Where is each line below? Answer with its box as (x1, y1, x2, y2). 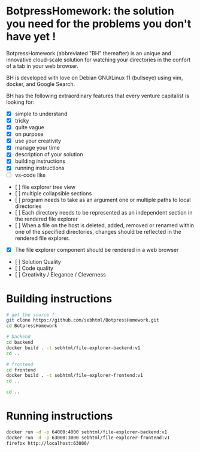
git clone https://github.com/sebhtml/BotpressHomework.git (6, 317, 160, 323)
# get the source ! (6, 311, 55, 318)
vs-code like (14, 171, 46, 179)
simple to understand (14, 110, 68, 117)
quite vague (14, 124, 45, 131)
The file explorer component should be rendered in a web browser (14, 246, 179, 253)
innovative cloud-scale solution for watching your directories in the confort (6, 56, 191, 63)
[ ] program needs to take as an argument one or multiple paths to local (14, 196, 191, 203)
